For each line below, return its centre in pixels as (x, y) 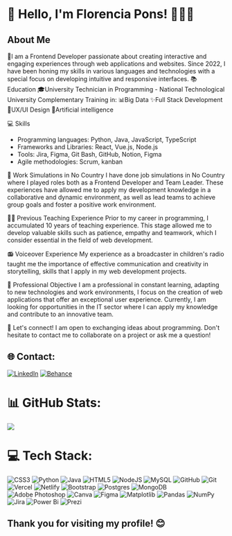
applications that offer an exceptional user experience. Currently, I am (107, 300)
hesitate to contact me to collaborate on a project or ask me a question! (109, 335)
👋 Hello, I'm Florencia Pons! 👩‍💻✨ (101, 14)
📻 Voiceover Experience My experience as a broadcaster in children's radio (116, 254)
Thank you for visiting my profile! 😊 (86, 524)
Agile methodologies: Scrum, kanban (70, 162)
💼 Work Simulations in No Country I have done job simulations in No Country (116, 175)
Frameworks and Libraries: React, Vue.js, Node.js (87, 147)
